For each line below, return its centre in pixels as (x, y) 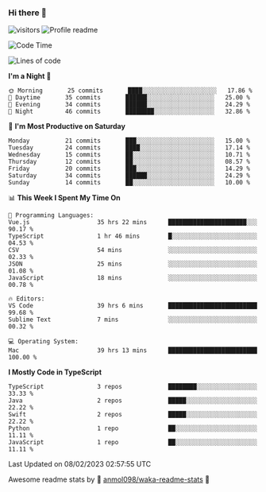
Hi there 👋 (28, 13)
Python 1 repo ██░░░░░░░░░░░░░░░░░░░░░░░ (133, 428)
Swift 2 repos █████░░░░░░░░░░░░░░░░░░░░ (133, 415)
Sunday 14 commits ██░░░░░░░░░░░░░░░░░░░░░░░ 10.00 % (129, 183)
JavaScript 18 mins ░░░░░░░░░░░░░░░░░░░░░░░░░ (133, 278)
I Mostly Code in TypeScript (55, 372)
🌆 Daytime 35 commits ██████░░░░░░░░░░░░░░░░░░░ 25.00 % (129, 98)
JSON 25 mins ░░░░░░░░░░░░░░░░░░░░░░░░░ (133, 264)
